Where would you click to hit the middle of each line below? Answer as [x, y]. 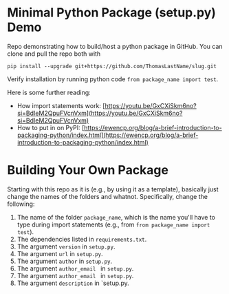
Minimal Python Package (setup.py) [112, 13]
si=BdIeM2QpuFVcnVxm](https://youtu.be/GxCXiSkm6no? [100, 113]
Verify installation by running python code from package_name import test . [113, 79]
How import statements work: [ [61, 105]
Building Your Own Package [88, 170]
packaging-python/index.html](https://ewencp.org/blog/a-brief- [108, 135]
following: [21, 204]
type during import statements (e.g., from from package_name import [113, 224]
